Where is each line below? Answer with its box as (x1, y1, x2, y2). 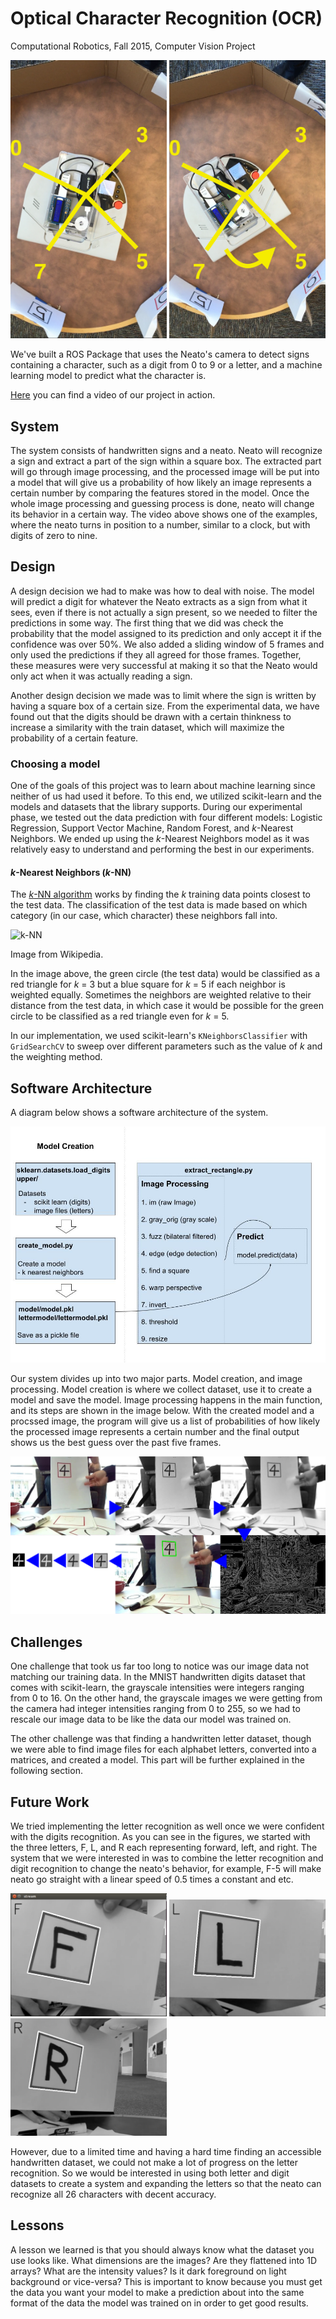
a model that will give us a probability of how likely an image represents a (10, 476, 312, 488)
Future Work (10, 1793, 90, 1811)
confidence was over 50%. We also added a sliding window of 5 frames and (10, 638, 325, 650)
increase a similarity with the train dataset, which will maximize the (10, 721, 285, 733)
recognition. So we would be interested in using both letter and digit (10, 2167, 290, 2179)
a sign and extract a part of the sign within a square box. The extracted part (10, 455, 322, 467)
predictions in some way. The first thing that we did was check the (10, 617, 284, 629)
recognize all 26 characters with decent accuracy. (10, 2188, 217, 2200)
